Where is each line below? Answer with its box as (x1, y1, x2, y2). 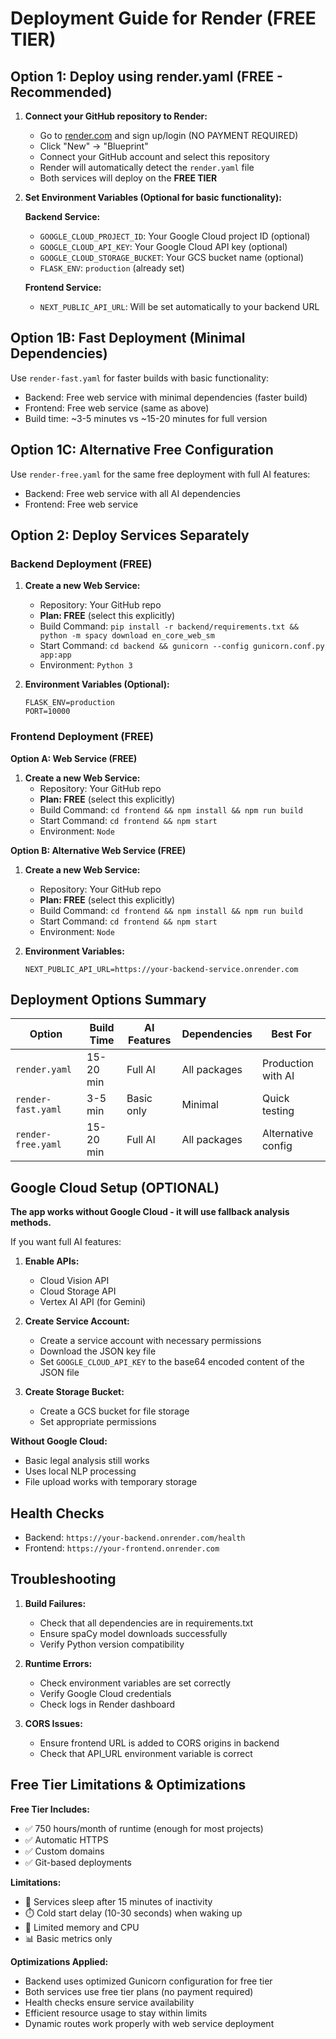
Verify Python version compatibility (39, 1638, 185, 1650)
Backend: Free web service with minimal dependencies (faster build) (24, 391, 308, 403)
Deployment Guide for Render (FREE (10, 7, 317, 30)
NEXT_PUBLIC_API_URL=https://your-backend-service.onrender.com (24, 964, 299, 974)
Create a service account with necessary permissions (39, 1335, 262, 1347)
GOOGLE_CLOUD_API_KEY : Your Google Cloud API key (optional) (39, 241, 288, 252)
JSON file (39, 1367, 80, 1379)
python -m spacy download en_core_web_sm (39, 631, 215, 641)
